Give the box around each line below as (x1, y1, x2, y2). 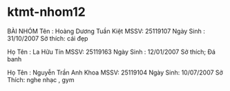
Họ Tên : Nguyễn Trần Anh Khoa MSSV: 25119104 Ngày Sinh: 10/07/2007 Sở (7, 68, 223, 77)
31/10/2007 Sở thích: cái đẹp (7, 34, 88, 42)
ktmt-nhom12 (7, 4, 86, 20)
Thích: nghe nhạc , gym (7, 75, 75, 83)
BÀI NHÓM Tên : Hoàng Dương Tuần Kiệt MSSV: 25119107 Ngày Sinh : (7, 27, 206, 35)
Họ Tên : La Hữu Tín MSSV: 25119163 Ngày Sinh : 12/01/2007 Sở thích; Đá (7, 48, 216, 56)
